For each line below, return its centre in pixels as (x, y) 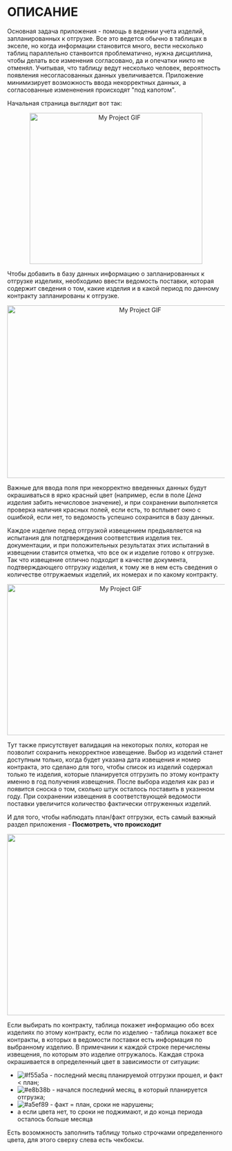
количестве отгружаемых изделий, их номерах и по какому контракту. (113, 574)
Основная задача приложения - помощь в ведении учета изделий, (106, 31)
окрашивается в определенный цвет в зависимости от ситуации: (104, 1061)
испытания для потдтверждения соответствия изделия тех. (95, 538)
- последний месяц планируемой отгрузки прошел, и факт (136, 1075)
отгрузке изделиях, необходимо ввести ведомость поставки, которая (110, 281)
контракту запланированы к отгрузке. (63, 296)
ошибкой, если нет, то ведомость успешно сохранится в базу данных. (111, 517)
